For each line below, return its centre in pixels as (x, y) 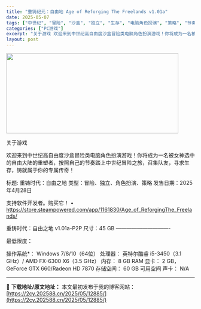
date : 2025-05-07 (28, 17)
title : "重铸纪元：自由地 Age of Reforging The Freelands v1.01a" (87, 12)
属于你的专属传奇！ (51, 170)
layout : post (22, 39)
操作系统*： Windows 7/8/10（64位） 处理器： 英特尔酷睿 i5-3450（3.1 (94, 254)
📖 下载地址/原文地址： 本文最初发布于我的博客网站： (71, 287)
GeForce (17, 268)
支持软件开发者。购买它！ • (40, 203)
